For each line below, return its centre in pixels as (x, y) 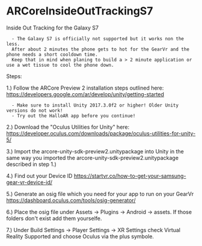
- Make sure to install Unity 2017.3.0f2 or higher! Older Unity (95, 105)
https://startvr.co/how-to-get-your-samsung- (130, 176)
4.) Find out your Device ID (39, 176)
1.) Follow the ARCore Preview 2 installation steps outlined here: (85, 88)
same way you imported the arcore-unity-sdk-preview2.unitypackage (93, 158)
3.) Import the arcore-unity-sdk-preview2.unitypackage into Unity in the (95, 151)
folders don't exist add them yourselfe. (54, 218)
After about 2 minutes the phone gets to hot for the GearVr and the (100, 49)
